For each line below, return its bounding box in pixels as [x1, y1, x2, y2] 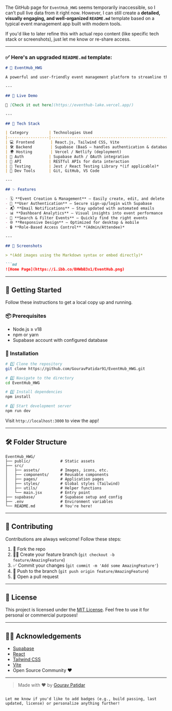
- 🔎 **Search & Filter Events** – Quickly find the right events [5, 215, 147, 220]
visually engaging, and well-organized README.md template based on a [5, 15, 155, 21]
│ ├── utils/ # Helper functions [5, 485, 102, 491]
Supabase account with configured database [12, 337, 108, 343]
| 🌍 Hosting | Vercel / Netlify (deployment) [5, 149, 122, 155]
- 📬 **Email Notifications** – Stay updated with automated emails [5, 205, 155, 211]
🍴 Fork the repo [12, 546, 46, 552]
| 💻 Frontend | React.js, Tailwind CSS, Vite [5, 140, 119, 145]
